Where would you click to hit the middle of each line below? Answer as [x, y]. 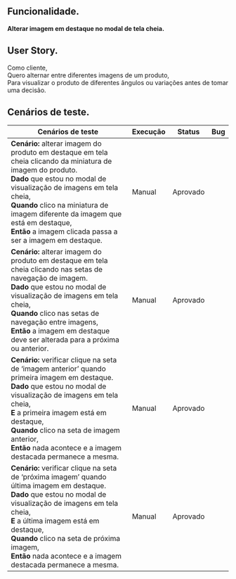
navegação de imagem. [49, 279]
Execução [149, 132]
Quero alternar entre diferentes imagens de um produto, [88, 75]
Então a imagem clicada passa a [64, 231]
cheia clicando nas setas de [57, 269]
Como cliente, [27, 68]
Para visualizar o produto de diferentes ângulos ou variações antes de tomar [118, 82]
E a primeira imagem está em [59, 413]
